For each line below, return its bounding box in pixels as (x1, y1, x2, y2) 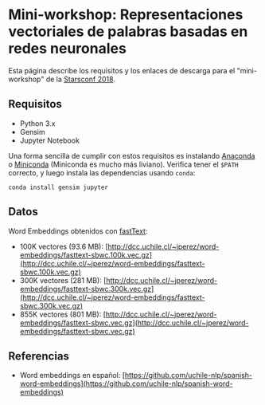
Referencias (8, 349, 70, 363)
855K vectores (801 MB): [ (19, 309, 106, 319)
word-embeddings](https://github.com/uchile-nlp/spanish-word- (19, 379, 233, 388)
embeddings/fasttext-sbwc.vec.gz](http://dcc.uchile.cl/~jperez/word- (19, 317, 249, 328)
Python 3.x (19, 118, 56, 128)
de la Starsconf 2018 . (45, 74, 115, 84)
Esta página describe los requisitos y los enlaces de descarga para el (8, 65, 236, 75)
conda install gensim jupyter (8, 183, 109, 191)
